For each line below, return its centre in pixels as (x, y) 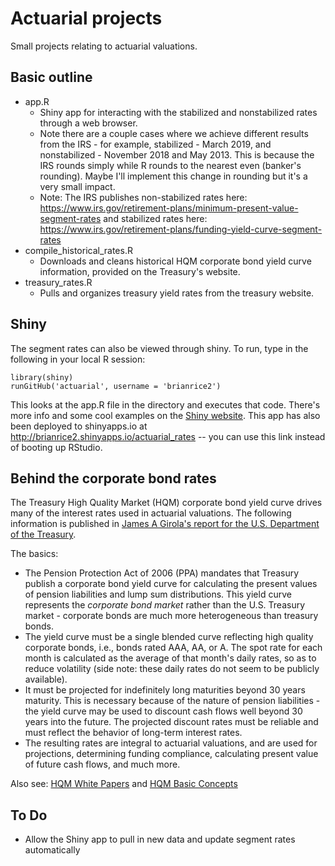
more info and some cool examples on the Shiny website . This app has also (165, 415)
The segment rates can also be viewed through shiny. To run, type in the (159, 348)
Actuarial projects (86, 18)
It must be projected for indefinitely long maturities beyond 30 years (165, 690)
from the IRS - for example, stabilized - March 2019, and (155, 144)
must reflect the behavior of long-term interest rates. (133, 733)
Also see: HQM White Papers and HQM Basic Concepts (124, 784)
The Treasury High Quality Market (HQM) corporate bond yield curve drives (166, 503)
